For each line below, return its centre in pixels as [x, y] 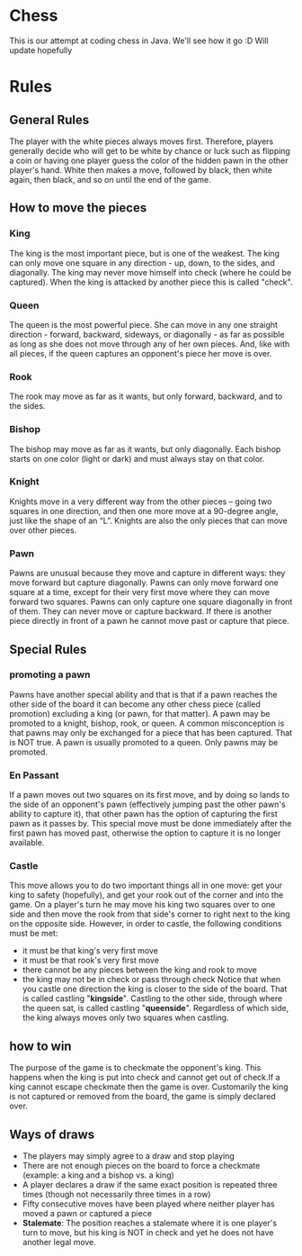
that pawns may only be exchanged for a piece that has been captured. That [151, 732]
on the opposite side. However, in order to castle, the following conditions [146, 924]
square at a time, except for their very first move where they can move [140, 592]
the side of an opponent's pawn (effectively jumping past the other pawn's [147, 804]
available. [27, 843]
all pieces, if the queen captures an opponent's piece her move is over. [141, 353]
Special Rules [48, 649]
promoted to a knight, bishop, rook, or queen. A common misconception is [147, 723]
